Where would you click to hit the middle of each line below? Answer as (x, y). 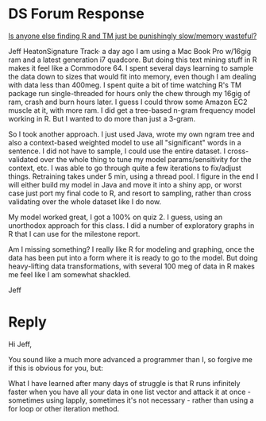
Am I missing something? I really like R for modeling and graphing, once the (131, 249)
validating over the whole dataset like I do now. (85, 201)
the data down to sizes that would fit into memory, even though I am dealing (132, 76)
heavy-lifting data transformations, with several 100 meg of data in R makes (132, 266)
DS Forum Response (77, 14)
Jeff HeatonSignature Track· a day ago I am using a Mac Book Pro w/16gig (130, 51)
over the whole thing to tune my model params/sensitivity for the (145, 159)
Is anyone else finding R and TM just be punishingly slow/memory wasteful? (133, 36)
